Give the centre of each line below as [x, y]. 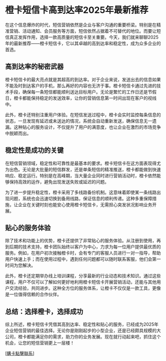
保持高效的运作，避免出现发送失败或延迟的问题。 [59, 181]
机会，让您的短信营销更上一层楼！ [40, 343]
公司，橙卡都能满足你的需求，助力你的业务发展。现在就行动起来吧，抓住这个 [83, 337]
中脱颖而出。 [18, 133]
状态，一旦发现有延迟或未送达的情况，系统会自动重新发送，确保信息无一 [79, 121]
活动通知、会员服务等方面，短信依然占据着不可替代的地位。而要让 [89, 31]
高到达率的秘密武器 [34, 67]
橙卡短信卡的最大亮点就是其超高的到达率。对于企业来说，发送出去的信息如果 [83, 79]
